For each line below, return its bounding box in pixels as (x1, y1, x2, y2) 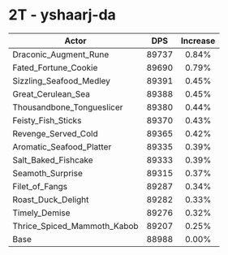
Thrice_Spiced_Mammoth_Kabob (12, 220, 140, 231)
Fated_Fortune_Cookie (12, 62, 98, 73)
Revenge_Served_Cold (12, 127, 99, 139)
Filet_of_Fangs (12, 180, 67, 192)
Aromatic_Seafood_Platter (12, 140, 112, 152)
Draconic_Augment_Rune (12, 49, 110, 60)
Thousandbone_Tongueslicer (12, 102, 123, 113)
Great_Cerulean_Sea (12, 88, 91, 99)
